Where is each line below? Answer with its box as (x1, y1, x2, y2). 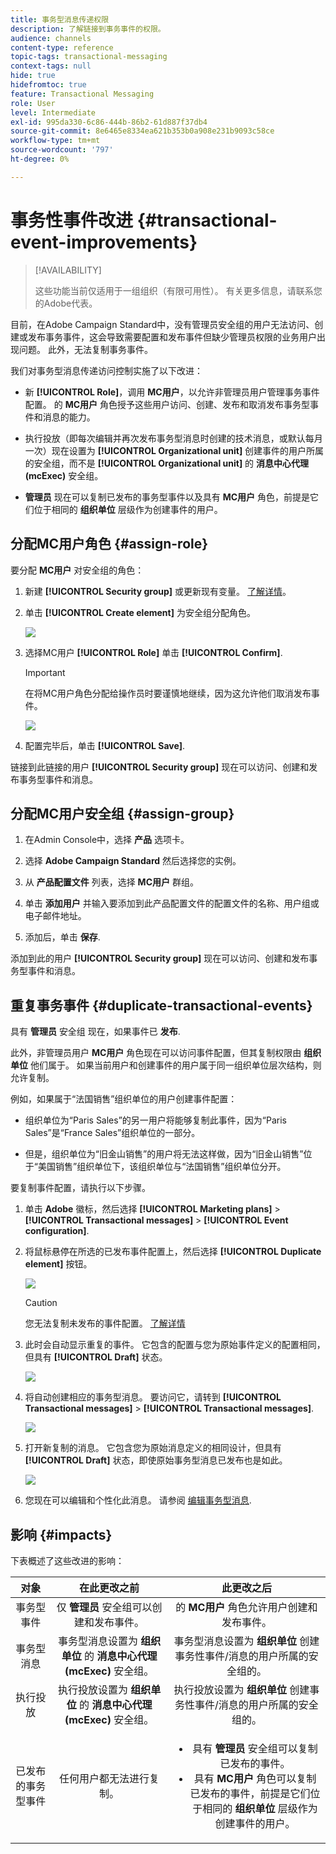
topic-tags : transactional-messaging (10, 52, 168, 62)
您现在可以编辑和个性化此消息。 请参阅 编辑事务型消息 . (24, 1494, 252, 1506)
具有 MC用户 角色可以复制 (193, 1771, 317, 1785)
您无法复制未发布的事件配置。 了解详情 (24, 1317, 186, 1330)
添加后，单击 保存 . (24, 931, 101, 943)
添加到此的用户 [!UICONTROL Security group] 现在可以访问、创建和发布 (10, 952, 310, 965)
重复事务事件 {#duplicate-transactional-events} (10, 997, 313, 1014)
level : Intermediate (10, 107, 97, 118)
